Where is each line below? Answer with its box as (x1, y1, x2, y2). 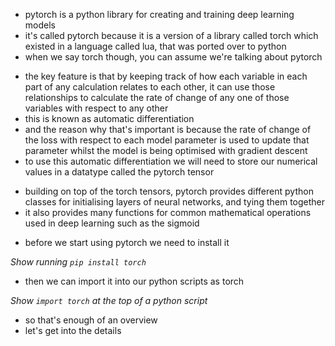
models (24, 19, 56, 31)
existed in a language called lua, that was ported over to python (24, 40, 287, 52)
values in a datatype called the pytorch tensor (24, 166, 215, 178)
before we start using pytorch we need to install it (24, 237, 230, 248)
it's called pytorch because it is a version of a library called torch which (24, 30, 319, 41)
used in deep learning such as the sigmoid (24, 217, 200, 229)
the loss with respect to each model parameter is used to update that (24, 134, 310, 146)
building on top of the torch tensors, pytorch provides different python (24, 185, 314, 197)
